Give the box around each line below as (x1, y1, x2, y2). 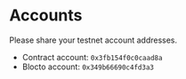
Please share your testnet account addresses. (9, 35, 178, 45)
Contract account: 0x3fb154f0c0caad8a (21, 51, 163, 62)
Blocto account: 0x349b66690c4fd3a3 (21, 61, 154, 72)
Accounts (9, 5, 83, 26)
